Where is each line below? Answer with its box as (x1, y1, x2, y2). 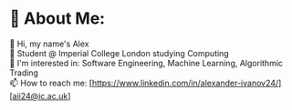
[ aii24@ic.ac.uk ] (9, 90, 71, 101)
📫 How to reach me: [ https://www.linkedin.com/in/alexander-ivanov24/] (9, 77, 282, 88)
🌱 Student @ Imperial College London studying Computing (9, 47, 230, 58)
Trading (9, 67, 39, 78)
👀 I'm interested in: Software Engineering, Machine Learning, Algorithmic (9, 57, 284, 68)
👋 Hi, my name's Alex (9, 38, 89, 49)
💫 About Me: (9, 8, 106, 29)
